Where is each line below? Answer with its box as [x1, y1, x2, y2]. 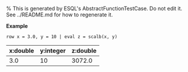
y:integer [40, 47, 66, 54]
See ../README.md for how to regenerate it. [6, 11, 114, 18]
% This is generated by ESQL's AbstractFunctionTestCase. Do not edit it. [6, 5, 183, 12]
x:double [9, 47, 34, 54]
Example [6, 23, 28, 29]
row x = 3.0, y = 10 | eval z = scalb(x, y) [6, 34, 118, 40]
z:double [72, 47, 97, 54]
